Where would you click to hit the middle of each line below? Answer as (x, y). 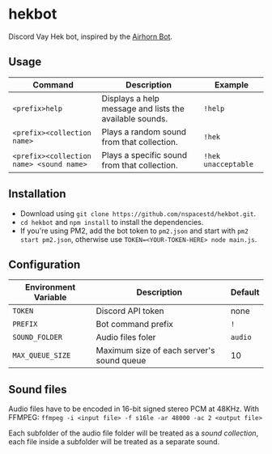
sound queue (121, 361)
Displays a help (131, 98)
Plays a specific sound (144, 155)
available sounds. (135, 118)
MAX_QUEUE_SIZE (42, 356)
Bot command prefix (135, 325)
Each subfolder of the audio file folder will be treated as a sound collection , (134, 433)
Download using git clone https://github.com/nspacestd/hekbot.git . (138, 213)
